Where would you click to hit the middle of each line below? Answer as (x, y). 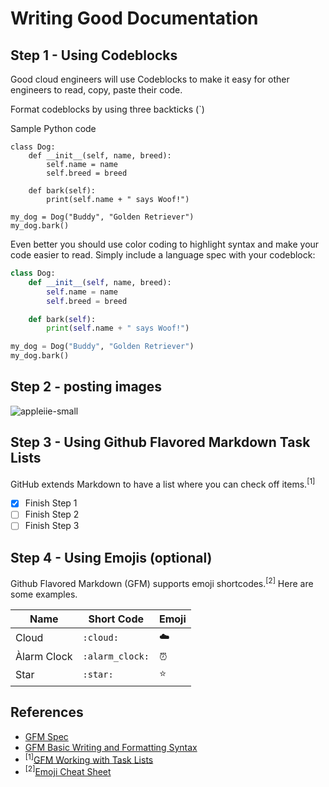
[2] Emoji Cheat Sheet (68, 771)
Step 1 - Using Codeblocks (94, 55)
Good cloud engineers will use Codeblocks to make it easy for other (150, 79)
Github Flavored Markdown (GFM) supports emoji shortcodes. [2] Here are (162, 582)
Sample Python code (53, 128)
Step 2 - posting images (86, 387)
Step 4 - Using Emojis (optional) (111, 557)
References (47, 712)
